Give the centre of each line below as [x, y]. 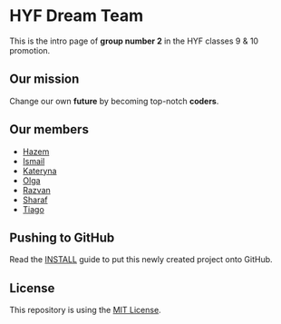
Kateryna [39, 171]
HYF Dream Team [77, 16]
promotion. [30, 50]
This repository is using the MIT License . [85, 310]
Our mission [44, 79]
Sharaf [35, 200]
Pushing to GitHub [62, 237]
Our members [49, 129]
